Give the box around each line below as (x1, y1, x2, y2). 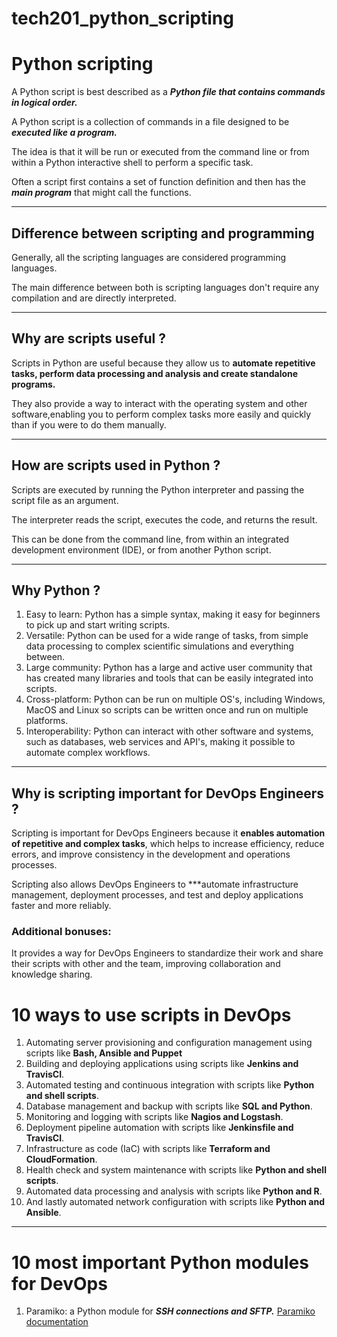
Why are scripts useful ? (11, 330, 166, 347)
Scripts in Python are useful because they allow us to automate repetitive (11, 357, 316, 369)
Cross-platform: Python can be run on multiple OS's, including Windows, (25, 693, 326, 706)
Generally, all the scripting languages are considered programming (11, 251, 287, 263)
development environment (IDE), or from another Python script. (11, 543, 272, 556)
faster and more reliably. (11, 900, 112, 912)
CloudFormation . (25, 1153, 98, 1166)
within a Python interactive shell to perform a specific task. (11, 157, 254, 169)
